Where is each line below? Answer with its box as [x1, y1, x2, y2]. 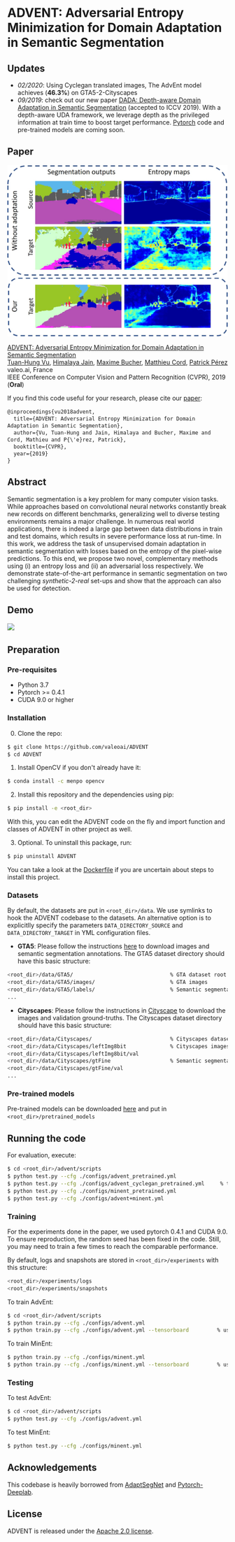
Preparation [7, 644, 60, 656]
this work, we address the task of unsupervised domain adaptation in [7, 539, 206, 548]
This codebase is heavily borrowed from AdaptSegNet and [7, 1480, 176, 1489]
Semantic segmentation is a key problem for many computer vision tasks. [7, 494, 219, 503]
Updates [7, 62, 45, 74]
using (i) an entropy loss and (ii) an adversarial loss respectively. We [7, 562, 204, 570]
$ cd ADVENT [7, 750, 42, 758]
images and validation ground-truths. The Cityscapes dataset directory [17, 1013, 222, 1022]
